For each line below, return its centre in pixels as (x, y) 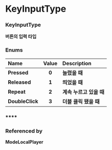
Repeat (17, 91)
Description (77, 63)
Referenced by (24, 131)
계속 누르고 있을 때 (83, 92)
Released (19, 82)
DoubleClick (23, 101)
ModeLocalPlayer (24, 142)
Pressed (18, 72)
